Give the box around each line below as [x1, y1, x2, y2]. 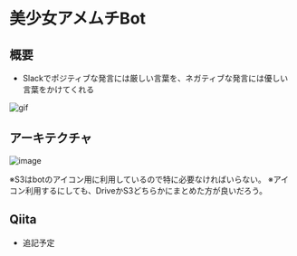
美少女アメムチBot [9, 8, 147, 29]
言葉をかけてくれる [22, 84, 95, 95]
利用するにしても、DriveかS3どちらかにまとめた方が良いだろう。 [24, 185, 268, 195]
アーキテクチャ [9, 130, 92, 146]
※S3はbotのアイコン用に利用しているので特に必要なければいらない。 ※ [9, 174, 273, 185]
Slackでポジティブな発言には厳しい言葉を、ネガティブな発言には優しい [22, 73, 289, 83]
